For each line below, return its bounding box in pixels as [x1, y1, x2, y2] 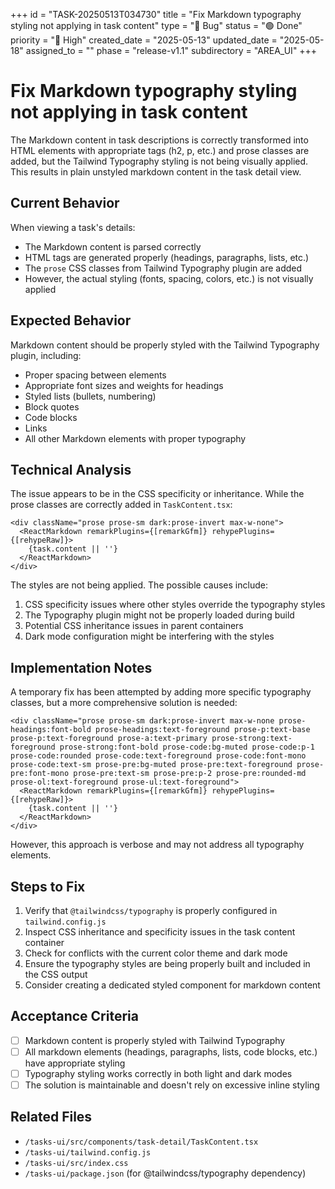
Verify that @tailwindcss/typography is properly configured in [24, 905, 278, 916]
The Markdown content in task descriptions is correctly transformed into [10, 134, 309, 146]
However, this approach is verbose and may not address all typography [10, 839, 305, 851]
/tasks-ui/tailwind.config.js [24, 1147, 152, 1158]
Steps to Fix [10, 878, 86, 895]
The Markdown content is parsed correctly [24, 240, 202, 253]
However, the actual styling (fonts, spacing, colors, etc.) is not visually [24, 272, 314, 284]
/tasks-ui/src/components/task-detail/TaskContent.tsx [24, 1137, 259, 1147]
